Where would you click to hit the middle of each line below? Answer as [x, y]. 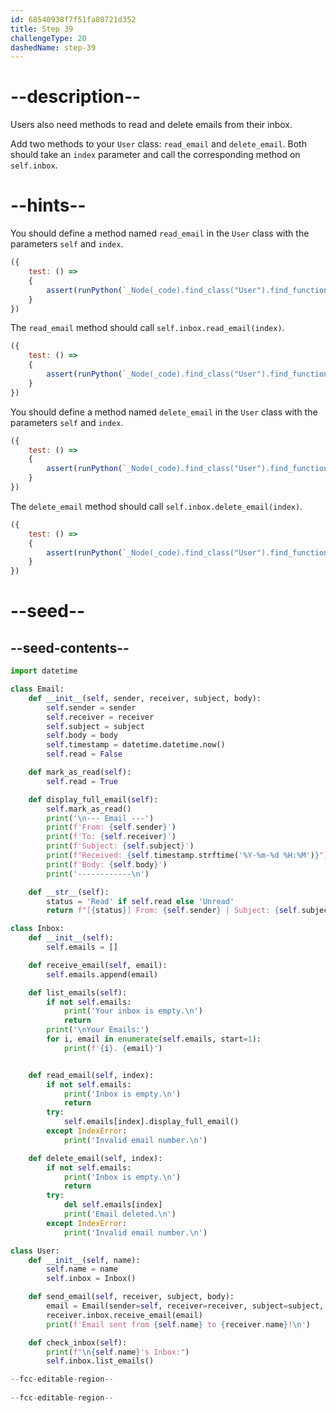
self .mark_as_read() [89, 809]
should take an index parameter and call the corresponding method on [155, 155]
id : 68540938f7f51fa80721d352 [73, 19]
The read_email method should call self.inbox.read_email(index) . [147, 328]
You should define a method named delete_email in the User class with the [164, 412]
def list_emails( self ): [78, 992]
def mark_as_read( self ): [80, 772]
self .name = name [82, 1269]
